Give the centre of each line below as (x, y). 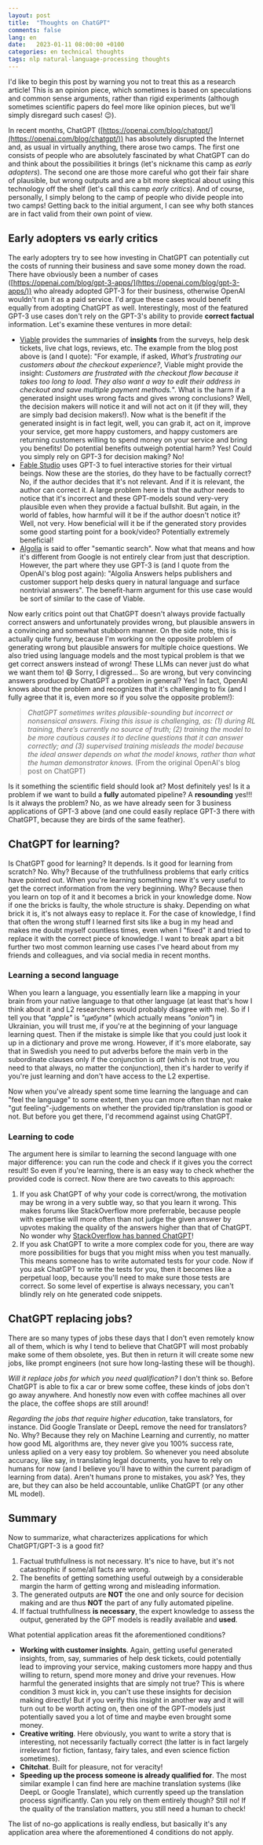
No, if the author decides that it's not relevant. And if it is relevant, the (132, 481)
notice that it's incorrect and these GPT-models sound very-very (124, 498)
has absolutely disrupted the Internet (185, 138)
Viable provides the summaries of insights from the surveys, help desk (134, 340)
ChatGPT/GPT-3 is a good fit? (56, 1545)
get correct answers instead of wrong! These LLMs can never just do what (129, 663)
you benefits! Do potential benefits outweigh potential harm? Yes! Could (136, 448)
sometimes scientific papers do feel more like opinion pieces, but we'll (122, 106)
